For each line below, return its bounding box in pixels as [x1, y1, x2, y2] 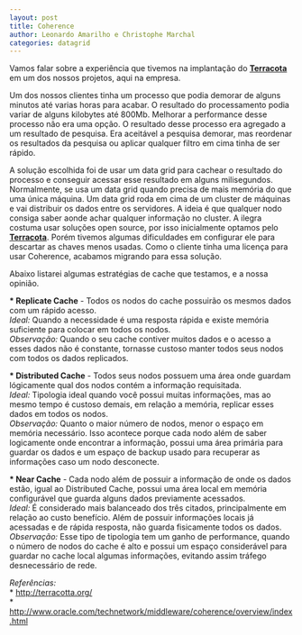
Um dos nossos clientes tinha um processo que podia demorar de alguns [9, 90, 281, 101]
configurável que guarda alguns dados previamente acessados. [9, 493, 246, 504]
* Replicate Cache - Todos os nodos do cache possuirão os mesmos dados [9, 295, 291, 306]
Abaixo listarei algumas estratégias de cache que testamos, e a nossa [9, 268, 269, 279]
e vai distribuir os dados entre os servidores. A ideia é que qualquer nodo [9, 204, 282, 214]
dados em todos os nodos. [9, 409, 108, 420]
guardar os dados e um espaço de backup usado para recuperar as [9, 447, 261, 458]
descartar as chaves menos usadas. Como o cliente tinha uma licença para [9, 241, 288, 252]
